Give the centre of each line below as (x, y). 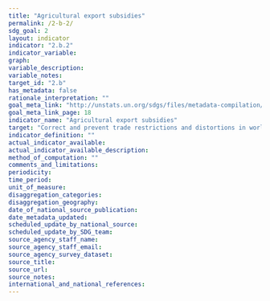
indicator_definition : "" (51, 135)
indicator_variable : (43, 53)
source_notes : (32, 277)
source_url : (28, 270)
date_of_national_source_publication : (73, 209)
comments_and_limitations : (53, 165)
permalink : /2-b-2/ (41, 23)
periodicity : (30, 173)
